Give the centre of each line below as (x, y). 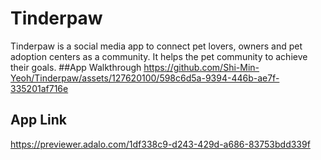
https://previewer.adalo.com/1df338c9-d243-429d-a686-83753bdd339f (160, 144)
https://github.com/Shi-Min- (201, 67)
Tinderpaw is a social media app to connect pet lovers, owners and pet (156, 46)
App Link (38, 120)
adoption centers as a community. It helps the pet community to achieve (159, 56)
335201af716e (39, 88)
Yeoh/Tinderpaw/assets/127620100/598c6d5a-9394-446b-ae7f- (145, 78)
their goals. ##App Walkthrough (76, 67)
